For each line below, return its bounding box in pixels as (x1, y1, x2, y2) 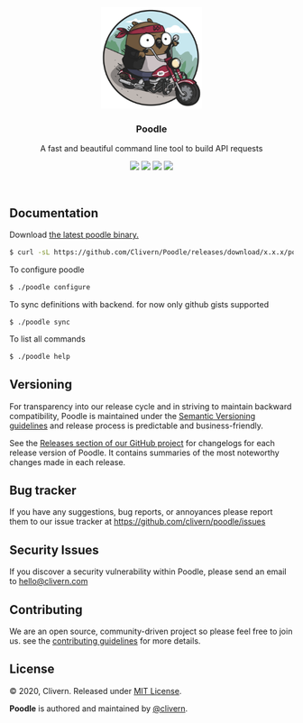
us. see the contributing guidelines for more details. (9, 635, 201, 646)
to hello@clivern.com (9, 576, 88, 587)
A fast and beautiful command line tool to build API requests (40, 143, 263, 154)
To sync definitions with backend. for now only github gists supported (9, 298, 269, 309)
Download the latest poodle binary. (9, 229, 140, 241)
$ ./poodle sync (9, 317, 70, 326)
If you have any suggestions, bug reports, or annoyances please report (9, 507, 273, 517)
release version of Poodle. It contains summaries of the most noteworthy (9, 447, 280, 458)
